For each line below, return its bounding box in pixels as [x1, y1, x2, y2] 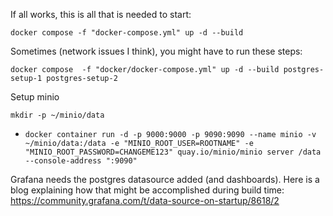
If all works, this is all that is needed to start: [10, 9, 192, 20]
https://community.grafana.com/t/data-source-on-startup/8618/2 [10, 195, 280, 206]
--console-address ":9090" [24, 156, 138, 166]
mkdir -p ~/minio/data [10, 110, 105, 120]
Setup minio [10, 91, 60, 103]
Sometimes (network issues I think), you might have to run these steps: [10, 45, 303, 57]
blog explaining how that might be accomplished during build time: [10, 184, 285, 196]
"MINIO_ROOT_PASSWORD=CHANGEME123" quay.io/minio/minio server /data [24, 147, 322, 157]
